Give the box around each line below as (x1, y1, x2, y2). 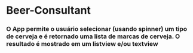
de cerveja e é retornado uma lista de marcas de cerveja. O (6, 32, 180, 40)
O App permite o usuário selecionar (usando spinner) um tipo (6, 25, 188, 33)
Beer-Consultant (6, 4, 91, 17)
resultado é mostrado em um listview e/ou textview (6, 40, 158, 48)
